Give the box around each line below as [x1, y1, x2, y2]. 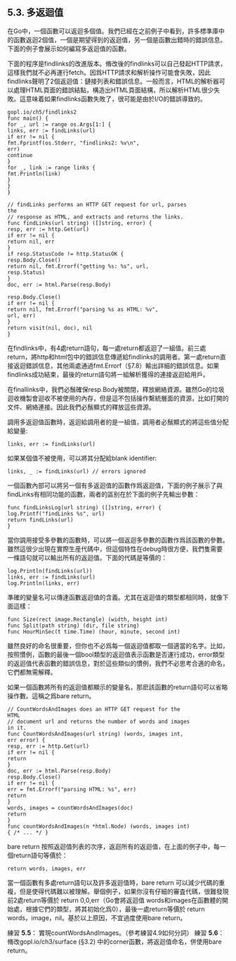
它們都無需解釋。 [7, 668, 57, 676]
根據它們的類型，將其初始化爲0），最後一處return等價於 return [25, 905, 205, 913]
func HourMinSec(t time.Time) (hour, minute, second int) [7, 628, 181, 635]
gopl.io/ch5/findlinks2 [7, 108, 77, 116]
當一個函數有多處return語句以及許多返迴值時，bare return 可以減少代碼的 [7, 878, 219, 886]
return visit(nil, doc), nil [7, 324, 93, 331]
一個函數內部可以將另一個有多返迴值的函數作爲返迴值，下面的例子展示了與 [7, 481, 223, 490]
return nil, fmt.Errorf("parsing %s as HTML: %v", [7, 306, 159, 313]
